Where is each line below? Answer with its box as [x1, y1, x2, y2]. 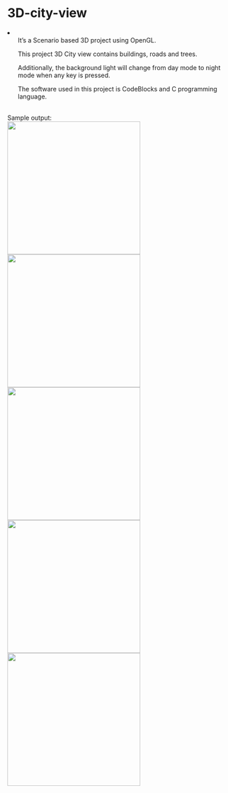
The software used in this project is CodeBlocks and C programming [17, 84, 217, 93]
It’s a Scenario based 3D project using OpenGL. [17, 35, 156, 44]
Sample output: [7, 113, 52, 122]
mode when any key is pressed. [17, 71, 111, 79]
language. [17, 92, 47, 101]
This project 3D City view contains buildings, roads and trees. [17, 50, 198, 58]
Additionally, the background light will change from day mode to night [17, 63, 221, 72]
